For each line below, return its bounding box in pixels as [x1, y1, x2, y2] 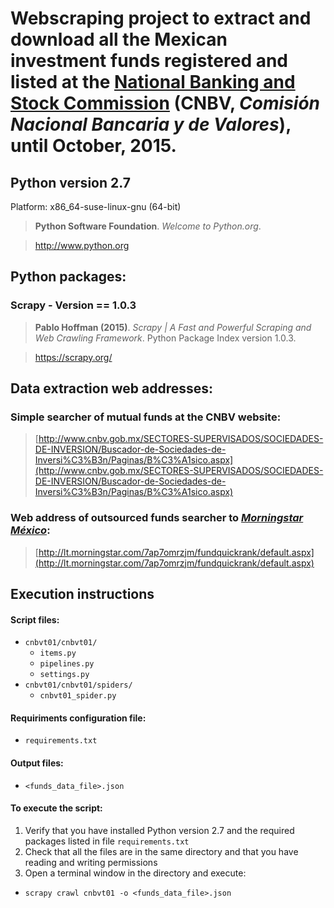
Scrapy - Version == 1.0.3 [10, 298, 137, 312]
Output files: [10, 757, 64, 769]
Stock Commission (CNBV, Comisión [10, 92, 321, 115]
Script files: [10, 613, 60, 626]
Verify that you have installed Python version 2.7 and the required [24, 824, 295, 836]
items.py [39, 648, 77, 659]
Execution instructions [10, 586, 155, 603]
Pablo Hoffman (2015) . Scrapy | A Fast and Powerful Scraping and [34, 321, 312, 333]
